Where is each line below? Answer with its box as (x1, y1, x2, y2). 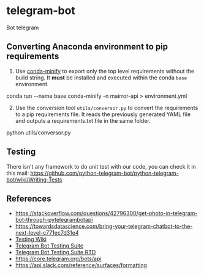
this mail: (6, 169, 29, 177)
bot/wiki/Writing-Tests (6, 175, 62, 183)
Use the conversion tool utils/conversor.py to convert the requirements (15, 104, 198, 111)
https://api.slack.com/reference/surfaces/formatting (15, 262, 147, 269)
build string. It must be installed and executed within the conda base (15, 74, 187, 81)
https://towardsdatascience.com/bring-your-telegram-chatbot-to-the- (15, 222, 193, 230)
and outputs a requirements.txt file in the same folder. (15, 117, 151, 124)
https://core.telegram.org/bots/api (15, 255, 102, 263)
